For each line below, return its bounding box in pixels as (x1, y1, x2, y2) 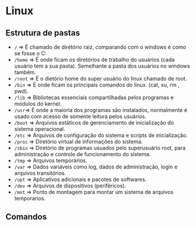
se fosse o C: (14, 50, 47, 57)
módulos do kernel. (14, 100, 62, 107)
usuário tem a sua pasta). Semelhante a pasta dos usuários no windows (14, 62, 191, 69)
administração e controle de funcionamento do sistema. (14, 151, 151, 158)
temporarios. (14, 195, 46, 202)
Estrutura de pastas (5, 28, 80, 38)
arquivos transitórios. (14, 170, 67, 176)
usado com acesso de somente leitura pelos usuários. (14, 113, 147, 120)
